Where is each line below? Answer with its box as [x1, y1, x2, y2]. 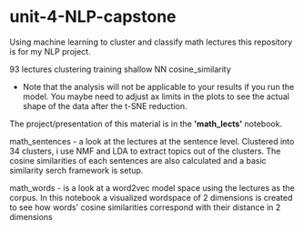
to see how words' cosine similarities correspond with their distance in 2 [9, 202, 281, 213]
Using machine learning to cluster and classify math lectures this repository [9, 36, 293, 47]
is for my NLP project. [9, 45, 91, 56]
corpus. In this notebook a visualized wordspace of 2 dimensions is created [9, 192, 293, 203]
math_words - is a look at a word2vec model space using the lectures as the [9, 182, 295, 193]
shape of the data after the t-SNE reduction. [22, 100, 188, 111]
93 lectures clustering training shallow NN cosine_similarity [9, 64, 232, 75]
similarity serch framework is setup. [9, 165, 144, 175]
